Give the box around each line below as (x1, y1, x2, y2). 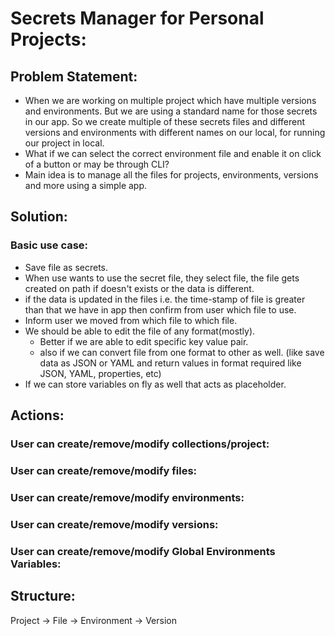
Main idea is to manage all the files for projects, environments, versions (24, 169, 319, 181)
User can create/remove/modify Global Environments (10, 544, 276, 558)
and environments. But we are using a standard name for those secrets (24, 105, 318, 117)
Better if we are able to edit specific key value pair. (39, 335, 249, 347)
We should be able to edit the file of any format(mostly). (24, 325, 256, 337)
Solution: (10, 208, 68, 226)
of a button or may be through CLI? (24, 158, 170, 170)
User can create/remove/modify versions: (10, 517, 219, 531)
